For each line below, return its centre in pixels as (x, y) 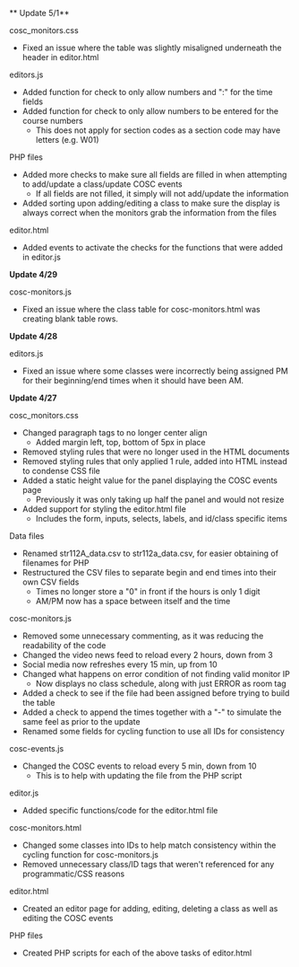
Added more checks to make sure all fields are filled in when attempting (154, 175)
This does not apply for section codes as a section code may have (158, 130)
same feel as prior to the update (81, 721)
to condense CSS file (61, 471)
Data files (27, 536)
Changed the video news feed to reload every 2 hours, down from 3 (147, 655)
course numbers (52, 121)
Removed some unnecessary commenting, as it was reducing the (143, 636)
